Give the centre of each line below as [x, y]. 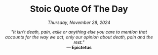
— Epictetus [79, 47]
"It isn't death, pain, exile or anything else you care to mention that [79, 32]
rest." [79, 42]
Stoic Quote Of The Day [79, 9]
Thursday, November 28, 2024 [79, 22]
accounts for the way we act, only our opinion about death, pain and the [79, 37]
